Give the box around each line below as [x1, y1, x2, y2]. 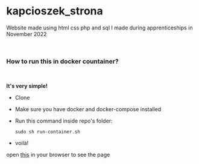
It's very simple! [6, 82, 48, 90]
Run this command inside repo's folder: [14, 117, 113, 124]
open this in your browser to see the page [6, 151, 110, 159]
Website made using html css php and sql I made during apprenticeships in [6, 24, 193, 31]
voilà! [14, 139, 29, 147]
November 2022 [6, 30, 47, 37]
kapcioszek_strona [6, 4, 104, 18]
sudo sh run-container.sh [14, 129, 80, 135]
